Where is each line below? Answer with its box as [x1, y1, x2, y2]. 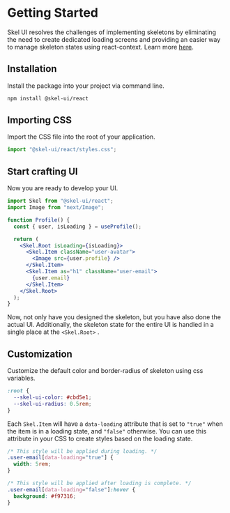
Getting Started [7, 5, 99, 21]
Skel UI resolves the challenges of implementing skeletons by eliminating [7, 28, 217, 36]
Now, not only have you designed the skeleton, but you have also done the [7, 313, 222, 321]
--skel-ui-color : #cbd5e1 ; [13, 394, 92, 401]
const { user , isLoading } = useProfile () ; [13, 223, 141, 230]
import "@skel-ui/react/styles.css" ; [7, 146, 117, 153]
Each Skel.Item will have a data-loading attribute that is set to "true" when [7, 420, 223, 428]
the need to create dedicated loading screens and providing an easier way [7, 35, 221, 43]
